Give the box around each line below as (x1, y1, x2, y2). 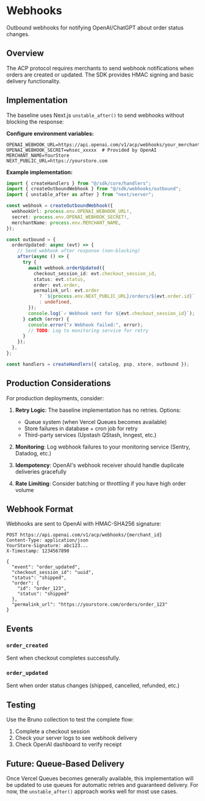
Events (6, 624, 34, 634)
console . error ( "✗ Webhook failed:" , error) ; (28, 322, 143, 328)
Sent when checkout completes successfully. (6, 654, 120, 661)
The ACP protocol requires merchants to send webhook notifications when (6, 64, 194, 72)
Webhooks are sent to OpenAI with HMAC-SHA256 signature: (6, 520, 162, 527)
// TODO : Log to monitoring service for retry (28, 327, 149, 333)
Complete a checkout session (15, 728, 90, 735)
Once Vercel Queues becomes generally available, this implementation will (6, 775, 194, 782)
